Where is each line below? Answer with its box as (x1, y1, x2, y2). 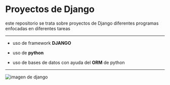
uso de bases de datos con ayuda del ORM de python (12, 59, 125, 65)
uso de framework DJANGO (12, 40, 72, 46)
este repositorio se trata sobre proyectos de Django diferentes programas (5, 20, 159, 26)
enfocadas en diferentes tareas (5, 25, 71, 31)
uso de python (12, 49, 44, 56)
